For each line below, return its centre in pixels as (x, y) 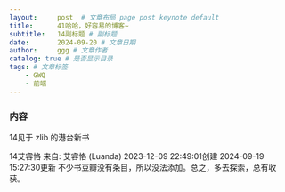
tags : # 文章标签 (39, 68)
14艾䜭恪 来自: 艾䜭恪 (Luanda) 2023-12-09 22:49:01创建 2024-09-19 (137, 156)
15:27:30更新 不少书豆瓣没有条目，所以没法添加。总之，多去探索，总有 (139, 167)
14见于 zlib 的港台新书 (49, 137)
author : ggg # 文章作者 (59, 51)
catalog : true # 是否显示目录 (61, 59)
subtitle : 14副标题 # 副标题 (63, 34)
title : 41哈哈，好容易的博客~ (69, 26)
